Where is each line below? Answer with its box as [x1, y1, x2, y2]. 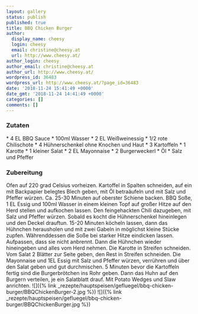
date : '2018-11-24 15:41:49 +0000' [6, 86, 94, 91]
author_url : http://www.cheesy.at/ [6, 69, 94, 75]
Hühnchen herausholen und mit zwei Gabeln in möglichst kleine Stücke [6, 225, 180, 233]
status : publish [6, 14, 46, 20]
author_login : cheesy [6, 58, 60, 64]
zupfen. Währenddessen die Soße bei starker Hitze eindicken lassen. [6, 232, 174, 239]
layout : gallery [6, 8, 46, 15]
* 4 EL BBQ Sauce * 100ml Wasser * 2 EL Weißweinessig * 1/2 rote [6, 135, 168, 142]
